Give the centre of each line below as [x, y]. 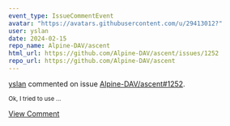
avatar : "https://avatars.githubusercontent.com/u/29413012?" [115, 23]
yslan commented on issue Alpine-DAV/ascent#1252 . [97, 84]
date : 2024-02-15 [38, 38]
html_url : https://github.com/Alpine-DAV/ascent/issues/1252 [114, 53]
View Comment [34, 113]
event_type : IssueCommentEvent [61, 16]
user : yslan [28, 31]
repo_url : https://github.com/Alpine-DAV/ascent [92, 61]
